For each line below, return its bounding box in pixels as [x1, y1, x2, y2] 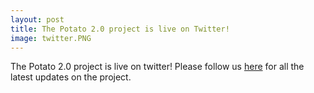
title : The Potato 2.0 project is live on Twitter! [10, 24, 230, 34]
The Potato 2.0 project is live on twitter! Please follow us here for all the [10, 61, 305, 73]
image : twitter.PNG [10, 33, 92, 43]
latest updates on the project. [10, 71, 132, 83]
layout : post [10, 14, 65, 25]
